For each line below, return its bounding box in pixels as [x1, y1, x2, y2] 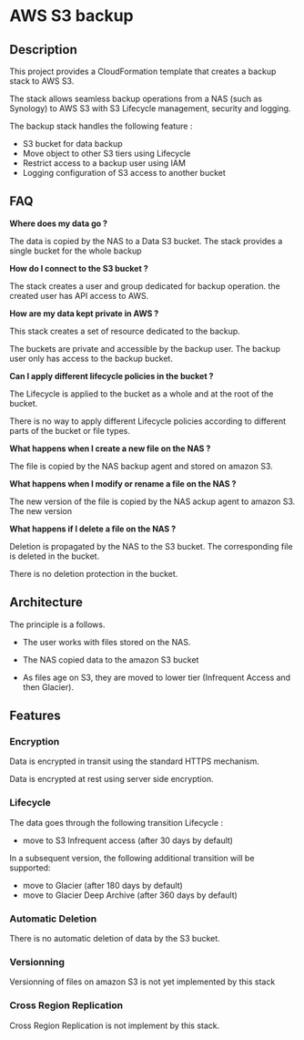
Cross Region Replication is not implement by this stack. [9, 1020, 220, 1031]
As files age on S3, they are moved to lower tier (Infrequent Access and [22, 672, 291, 683]
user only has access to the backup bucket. [9, 353, 173, 364]
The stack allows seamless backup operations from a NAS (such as [9, 93, 262, 104]
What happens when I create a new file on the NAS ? [9, 443, 211, 454]
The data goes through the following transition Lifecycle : [9, 817, 224, 828]
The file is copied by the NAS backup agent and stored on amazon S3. [9, 460, 273, 471]
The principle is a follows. [9, 619, 106, 630]
